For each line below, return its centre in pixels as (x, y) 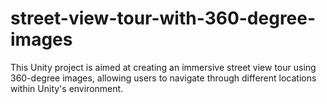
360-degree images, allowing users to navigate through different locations (163, 78)
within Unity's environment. (67, 88)
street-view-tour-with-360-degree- (163, 18)
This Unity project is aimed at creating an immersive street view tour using (163, 67)
